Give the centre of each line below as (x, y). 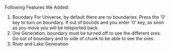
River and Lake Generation (40, 44)
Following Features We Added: (37, 7)
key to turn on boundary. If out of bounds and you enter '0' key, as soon (88, 22)
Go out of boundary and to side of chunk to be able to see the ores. (83, 38)
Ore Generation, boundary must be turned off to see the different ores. (87, 33)
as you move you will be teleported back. (56, 28)
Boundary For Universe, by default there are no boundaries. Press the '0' (89, 17)
